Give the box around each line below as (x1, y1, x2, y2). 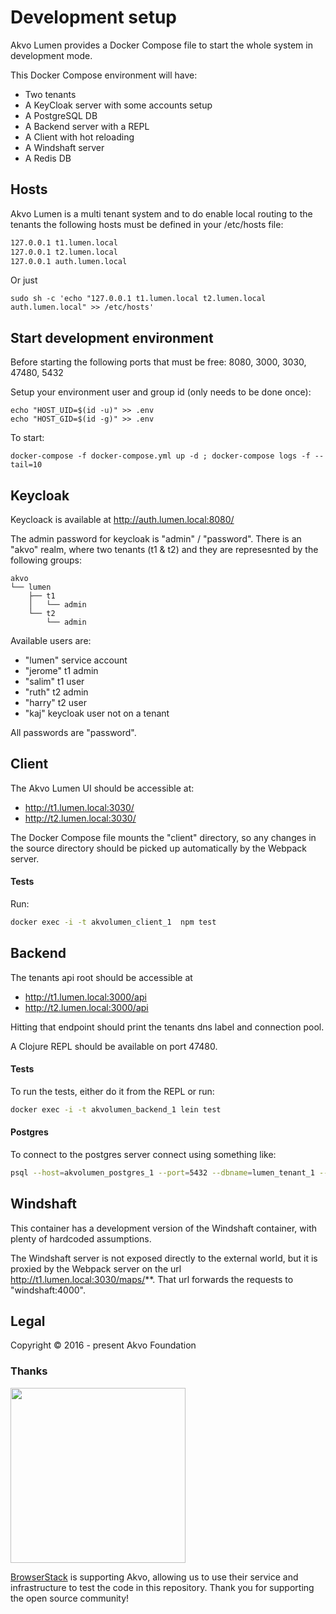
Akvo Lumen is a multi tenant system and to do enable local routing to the (10, 207, 313, 220)
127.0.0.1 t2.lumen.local (10, 247, 118, 257)
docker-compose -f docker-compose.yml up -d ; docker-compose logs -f (10, 451, 311, 461)
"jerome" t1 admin (24, 665, 99, 676)
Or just (10, 274, 38, 286)
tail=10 (10, 460, 43, 470)
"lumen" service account (24, 654, 128, 666)
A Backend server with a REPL (24, 120, 150, 132)
